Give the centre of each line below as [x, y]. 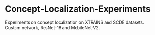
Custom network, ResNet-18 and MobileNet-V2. [53, 27]
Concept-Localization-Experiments [78, 9]
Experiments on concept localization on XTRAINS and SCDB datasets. [75, 22]
